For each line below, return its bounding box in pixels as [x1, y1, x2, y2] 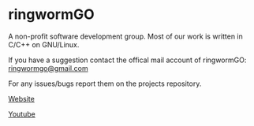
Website [8, 94, 35, 103]
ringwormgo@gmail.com [8, 63, 88, 72]
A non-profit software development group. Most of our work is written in [8, 31, 243, 41]
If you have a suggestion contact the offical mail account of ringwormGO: [8, 55, 247, 65]
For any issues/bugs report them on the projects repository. [8, 79, 202, 88]
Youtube [8, 109, 35, 119]
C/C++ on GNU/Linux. [8, 39, 80, 49]
